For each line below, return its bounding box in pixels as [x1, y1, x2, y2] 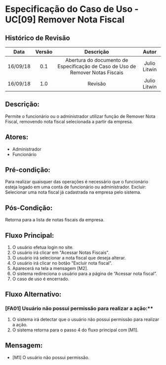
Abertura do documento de [65, 57, 128, 63]
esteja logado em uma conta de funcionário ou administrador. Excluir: [5, 184, 147, 190]
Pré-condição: [5, 166, 50, 174]
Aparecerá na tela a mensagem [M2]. [12, 265, 88, 271]
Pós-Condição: [5, 204, 53, 212]
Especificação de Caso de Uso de [57, 63, 136, 70]
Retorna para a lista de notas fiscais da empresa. [5, 217, 105, 223]
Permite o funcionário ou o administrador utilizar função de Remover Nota [5, 113, 156, 119]
